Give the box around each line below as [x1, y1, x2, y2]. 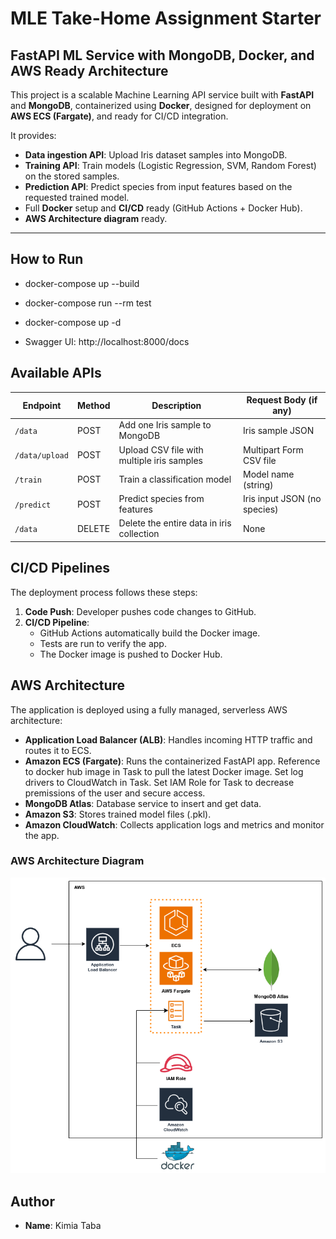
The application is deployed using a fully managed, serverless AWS [10, 703, 288, 716]
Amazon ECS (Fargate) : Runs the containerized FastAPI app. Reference [24, 755, 321, 767]
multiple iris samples [118, 454, 203, 466]
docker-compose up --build [24, 277, 140, 289]
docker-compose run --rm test [24, 297, 152, 309]
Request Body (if [246, 394, 318, 406]
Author [10, 1193, 55, 1210]
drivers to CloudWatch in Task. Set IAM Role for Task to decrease [24, 776, 295, 788]
